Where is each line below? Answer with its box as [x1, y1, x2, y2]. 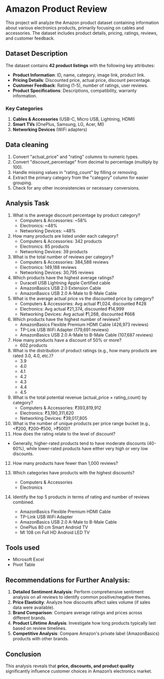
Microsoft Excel [12, 557, 44, 562]
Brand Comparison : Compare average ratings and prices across [12, 610, 143, 616]
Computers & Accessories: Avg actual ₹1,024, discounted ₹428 [20, 300, 147, 307]
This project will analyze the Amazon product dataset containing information [5, 20, 159, 25]
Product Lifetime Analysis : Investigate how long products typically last [12, 620, 156, 626]
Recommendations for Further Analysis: [5, 576, 130, 584]
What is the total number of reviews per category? [12, 254, 114, 260]
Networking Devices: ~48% [20, 228, 76, 234]
